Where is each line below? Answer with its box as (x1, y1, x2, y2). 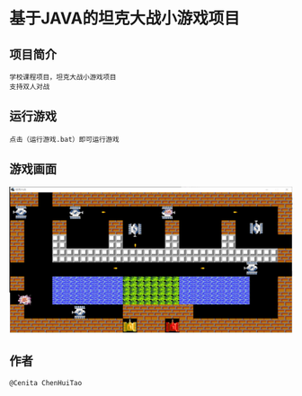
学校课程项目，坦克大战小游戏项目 (9, 73, 117, 82)
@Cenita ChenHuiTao (9, 379, 83, 388)
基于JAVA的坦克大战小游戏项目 (9, 8, 241, 29)
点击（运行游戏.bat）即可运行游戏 (9, 135, 120, 144)
